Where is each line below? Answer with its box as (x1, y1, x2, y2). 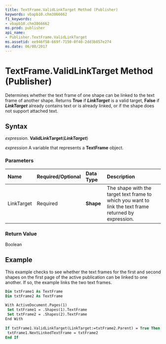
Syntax (5, 122, 28, 130)
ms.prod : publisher (5, 26, 45, 31)
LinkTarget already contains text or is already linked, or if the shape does (5, 102, 155, 109)
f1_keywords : (5, 16, 32, 21)
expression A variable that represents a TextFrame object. (5, 145, 124, 151)
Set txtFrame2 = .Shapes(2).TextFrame (7, 312, 87, 317)
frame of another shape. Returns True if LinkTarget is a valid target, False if (5, 97, 160, 103)
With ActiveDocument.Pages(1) (5, 302, 68, 308)
